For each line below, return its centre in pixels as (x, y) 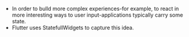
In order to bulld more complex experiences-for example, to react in (95, 9)
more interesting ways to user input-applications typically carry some (97, 15)
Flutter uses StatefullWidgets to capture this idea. (73, 27)
